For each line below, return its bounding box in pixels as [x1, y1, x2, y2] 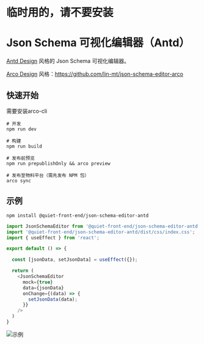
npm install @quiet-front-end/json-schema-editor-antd [6, 212, 149, 219]
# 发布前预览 [6, 155, 35, 161]
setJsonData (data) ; [28, 296, 78, 302]
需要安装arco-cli [6, 107, 48, 114]
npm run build [6, 143, 43, 149]
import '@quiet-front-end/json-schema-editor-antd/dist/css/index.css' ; [6, 229, 195, 235]
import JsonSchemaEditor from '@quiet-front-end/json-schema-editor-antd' [6, 223, 201, 230]
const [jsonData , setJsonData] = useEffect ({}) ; [12, 256, 138, 263]
